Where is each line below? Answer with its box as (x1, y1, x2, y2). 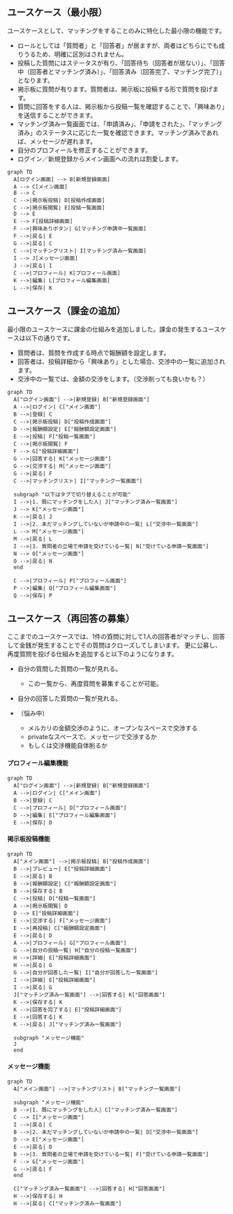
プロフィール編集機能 (7, 759, 68, 767)
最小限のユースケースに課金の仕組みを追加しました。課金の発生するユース (7, 325, 220, 333)
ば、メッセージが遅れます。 (17, 137, 97, 145)
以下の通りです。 (25, 333, 74, 342)
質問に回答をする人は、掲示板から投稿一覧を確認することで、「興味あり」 (17, 102, 225, 110)
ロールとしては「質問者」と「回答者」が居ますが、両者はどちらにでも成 (17, 41, 225, 50)
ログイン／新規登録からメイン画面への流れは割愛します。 (17, 154, 183, 162)
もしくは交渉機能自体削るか (27, 741, 108, 750)
